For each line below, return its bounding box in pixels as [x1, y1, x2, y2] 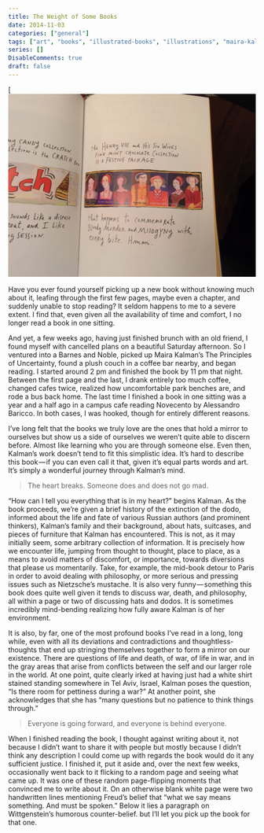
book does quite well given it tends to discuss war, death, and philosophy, [8, 588, 247, 598]
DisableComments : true [8, 54, 82, 62]
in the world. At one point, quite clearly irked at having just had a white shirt [8, 670, 253, 680]
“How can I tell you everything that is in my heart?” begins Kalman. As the [8, 496, 247, 506]
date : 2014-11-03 [8, 20, 65, 29]
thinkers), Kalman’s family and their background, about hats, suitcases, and [8, 522, 251, 531]
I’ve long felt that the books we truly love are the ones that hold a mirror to [8, 424, 248, 433]
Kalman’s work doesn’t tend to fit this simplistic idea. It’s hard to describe [8, 449, 244, 459]
